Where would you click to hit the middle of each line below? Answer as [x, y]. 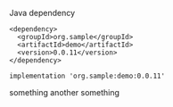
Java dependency [42, 13]
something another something [65, 92]
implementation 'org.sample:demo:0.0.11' [87, 76]
